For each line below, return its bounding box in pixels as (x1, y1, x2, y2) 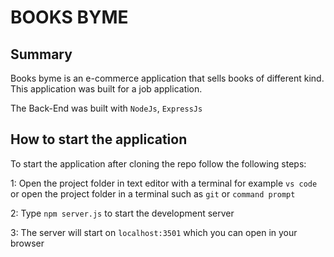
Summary (10, 46, 73, 63)
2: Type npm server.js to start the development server (10, 207, 235, 219)
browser (10, 237, 45, 249)
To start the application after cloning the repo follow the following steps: (10, 157, 307, 170)
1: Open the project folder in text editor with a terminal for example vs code (10, 177, 318, 189)
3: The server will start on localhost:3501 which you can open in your (10, 226, 298, 238)
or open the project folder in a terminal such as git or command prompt (10, 187, 296, 200)
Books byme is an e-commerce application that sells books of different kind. (10, 72, 325, 84)
